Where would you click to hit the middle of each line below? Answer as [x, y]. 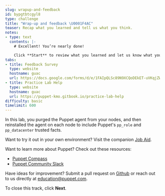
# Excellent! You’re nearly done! [49, 46]
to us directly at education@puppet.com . [46, 179]
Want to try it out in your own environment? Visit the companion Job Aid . [79, 140]
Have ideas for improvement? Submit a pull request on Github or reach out [80, 173]
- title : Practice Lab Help [34, 83]
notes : [12, 33]
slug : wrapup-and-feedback [33, 10]
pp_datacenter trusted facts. [34, 130]
